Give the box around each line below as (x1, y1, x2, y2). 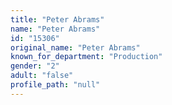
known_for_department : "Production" (10, 52, 163, 62)
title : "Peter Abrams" (10, 14, 105, 25)
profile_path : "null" (10, 80, 101, 90)
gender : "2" (10, 61, 60, 71)
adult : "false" (10, 71, 74, 81)
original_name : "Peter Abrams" (10, 42, 141, 53)
